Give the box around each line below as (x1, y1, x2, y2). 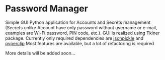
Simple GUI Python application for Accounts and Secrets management (5, 19, 151, 25)
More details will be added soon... (5, 50, 75, 56)
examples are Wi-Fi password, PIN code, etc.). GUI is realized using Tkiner (5, 30, 160, 36)
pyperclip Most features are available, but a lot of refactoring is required (5, 40, 154, 46)
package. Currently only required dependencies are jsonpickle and (5, 35, 144, 41)
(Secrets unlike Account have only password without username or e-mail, (5, 24, 157, 30)
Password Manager (5, 3, 88, 14)
